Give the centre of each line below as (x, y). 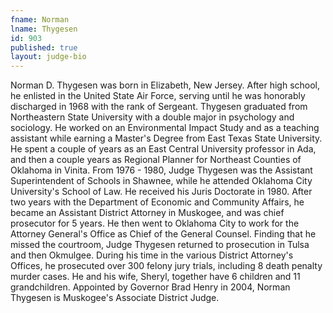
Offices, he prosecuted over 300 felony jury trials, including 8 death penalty (166, 266)
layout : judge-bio (48, 57)
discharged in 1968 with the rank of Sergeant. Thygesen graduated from (159, 107)
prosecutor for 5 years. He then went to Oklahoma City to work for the (155, 223)
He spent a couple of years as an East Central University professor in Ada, (163, 149)
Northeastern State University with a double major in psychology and (152, 117)
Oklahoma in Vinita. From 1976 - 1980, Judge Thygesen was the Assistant (161, 170)
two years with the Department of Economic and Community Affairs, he (157, 202)
